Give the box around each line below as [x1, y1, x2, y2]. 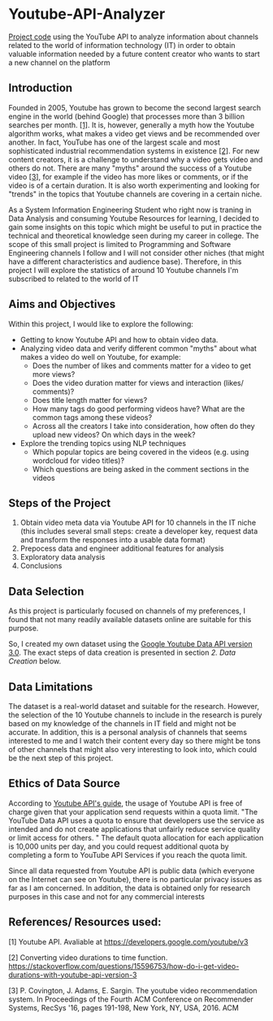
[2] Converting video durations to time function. [8, 952, 168, 963]
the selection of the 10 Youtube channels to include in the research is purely [8, 710, 262, 720]
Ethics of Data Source [8, 777, 120, 790]
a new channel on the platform [8, 58, 111, 67]
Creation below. [8, 656, 62, 666]
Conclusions [19, 561, 63, 571]
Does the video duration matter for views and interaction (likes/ [32, 378, 244, 387]
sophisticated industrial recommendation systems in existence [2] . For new [8, 145, 260, 155]
